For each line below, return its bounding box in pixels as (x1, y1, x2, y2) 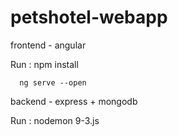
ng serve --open (19, 77, 87, 88)
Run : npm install (10, 58, 79, 70)
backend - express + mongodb (10, 95, 138, 107)
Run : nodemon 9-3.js (10, 114, 100, 126)
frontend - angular (10, 39, 87, 51)
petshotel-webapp (10, 6, 168, 29)
